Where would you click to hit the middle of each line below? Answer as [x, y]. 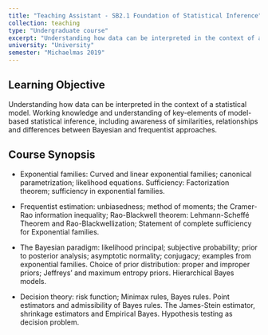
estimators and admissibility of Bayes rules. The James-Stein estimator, [137, 305]
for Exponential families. [59, 231]
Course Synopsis [52, 155]
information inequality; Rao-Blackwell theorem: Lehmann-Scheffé [142, 215]
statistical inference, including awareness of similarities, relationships [144, 121]
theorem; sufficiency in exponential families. [92, 191]
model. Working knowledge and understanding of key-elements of [117, 112]
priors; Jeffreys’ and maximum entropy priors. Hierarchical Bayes [127, 273]
